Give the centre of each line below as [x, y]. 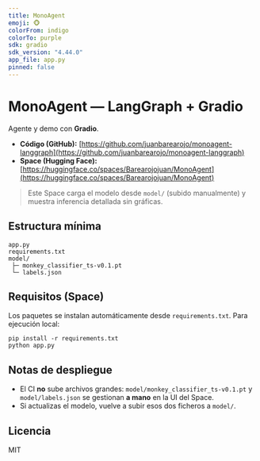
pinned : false [32, 67]
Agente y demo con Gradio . [54, 129]
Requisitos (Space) [56, 296]
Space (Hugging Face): [58, 160]
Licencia [30, 430]
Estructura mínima [55, 227]
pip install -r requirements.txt [63, 339]
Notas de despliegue [60, 370]
